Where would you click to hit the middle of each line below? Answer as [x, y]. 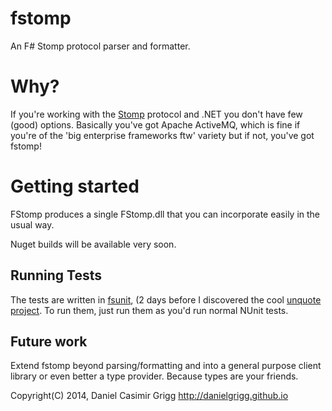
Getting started [75, 186]
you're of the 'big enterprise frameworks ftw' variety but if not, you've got [162, 135]
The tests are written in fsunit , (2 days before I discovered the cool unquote [166, 299]
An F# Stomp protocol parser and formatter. [100, 46]
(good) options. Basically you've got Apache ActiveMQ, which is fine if [155, 124]
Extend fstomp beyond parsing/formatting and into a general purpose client [166, 366]
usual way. [32, 224]
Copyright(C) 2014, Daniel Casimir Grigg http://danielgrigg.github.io [149, 396]
